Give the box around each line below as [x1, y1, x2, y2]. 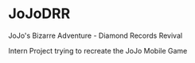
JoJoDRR [8, 5, 71, 23]
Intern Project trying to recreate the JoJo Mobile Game [8, 46, 188, 55]
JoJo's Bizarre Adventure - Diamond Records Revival [8, 31, 183, 40]
